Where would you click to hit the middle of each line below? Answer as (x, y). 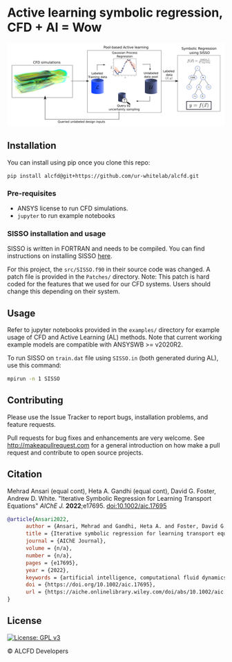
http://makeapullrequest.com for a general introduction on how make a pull (114, 445)
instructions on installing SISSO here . (60, 256)
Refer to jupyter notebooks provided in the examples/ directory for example (113, 330)
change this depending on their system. (64, 291)
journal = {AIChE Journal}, (66, 541)
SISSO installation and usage (57, 233)
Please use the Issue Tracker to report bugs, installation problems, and (108, 417)
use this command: (35, 365)
